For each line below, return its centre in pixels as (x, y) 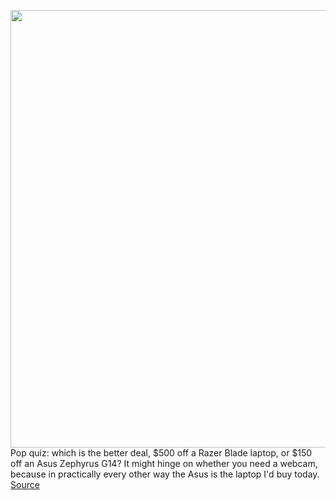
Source (25, 484)
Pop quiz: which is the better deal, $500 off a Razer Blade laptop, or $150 (161, 453)
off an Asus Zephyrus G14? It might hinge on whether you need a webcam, (164, 463)
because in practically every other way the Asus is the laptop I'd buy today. (165, 474)
